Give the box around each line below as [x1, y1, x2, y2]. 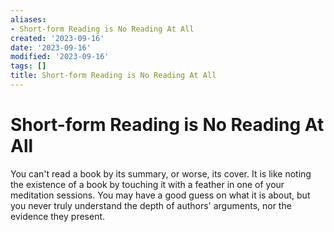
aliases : [10, 14, 47, 25]
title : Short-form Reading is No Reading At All [10, 71, 217, 81]
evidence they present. [10, 210, 106, 222]
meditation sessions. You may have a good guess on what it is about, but [10, 189, 311, 201]
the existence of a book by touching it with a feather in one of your [10, 178, 285, 190]
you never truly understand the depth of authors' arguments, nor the [10, 199, 292, 211]
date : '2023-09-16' [10, 42, 92, 53]
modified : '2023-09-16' [10, 52, 110, 62]
